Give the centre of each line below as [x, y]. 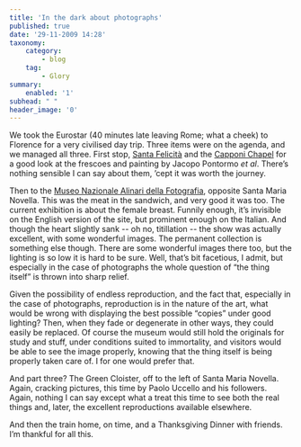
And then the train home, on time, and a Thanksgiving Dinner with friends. [146, 425]
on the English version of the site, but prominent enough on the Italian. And [148, 219]
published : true [40, 26]
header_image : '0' [44, 110]
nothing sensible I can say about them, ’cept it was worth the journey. [138, 174]
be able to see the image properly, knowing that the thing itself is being [141, 352]
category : [44, 51]
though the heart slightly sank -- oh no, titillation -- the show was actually [145, 229]
